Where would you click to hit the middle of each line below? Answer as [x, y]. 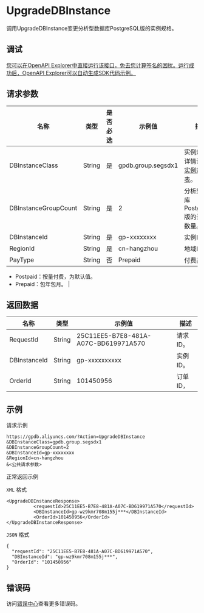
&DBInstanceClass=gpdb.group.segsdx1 [54, 442]
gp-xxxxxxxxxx [99, 360]
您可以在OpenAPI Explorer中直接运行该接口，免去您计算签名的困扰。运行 [98, 65]
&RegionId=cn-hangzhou [35, 458]
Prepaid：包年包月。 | [42, 284]
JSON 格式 [18, 535]
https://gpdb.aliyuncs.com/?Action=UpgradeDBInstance [76, 437]
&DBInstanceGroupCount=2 [38, 448]
